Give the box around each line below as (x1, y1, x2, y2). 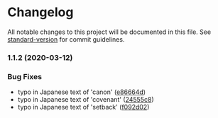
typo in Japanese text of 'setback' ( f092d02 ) (17, 103, 150, 112)
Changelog (7, 4, 74, 20)
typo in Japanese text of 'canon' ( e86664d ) (17, 88, 146, 96)
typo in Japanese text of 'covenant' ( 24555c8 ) (17, 95, 154, 104)
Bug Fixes (7, 71, 43, 81)
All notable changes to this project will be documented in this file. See (7, 28, 212, 36)
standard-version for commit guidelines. (7, 35, 125, 43)
